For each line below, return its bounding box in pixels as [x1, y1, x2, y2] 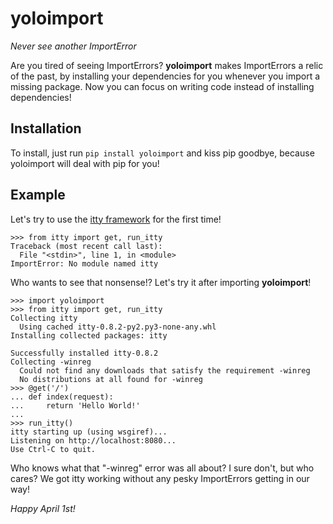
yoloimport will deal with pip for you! [10, 157, 160, 169]
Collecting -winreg [10, 357, 92, 367]
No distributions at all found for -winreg [19, 374, 203, 384]
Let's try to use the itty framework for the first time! [10, 213, 222, 225]
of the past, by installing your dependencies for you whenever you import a [10, 70, 321, 82]
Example [10, 187, 66, 204]
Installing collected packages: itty [10, 330, 168, 341]
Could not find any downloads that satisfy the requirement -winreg [19, 365, 311, 376]
